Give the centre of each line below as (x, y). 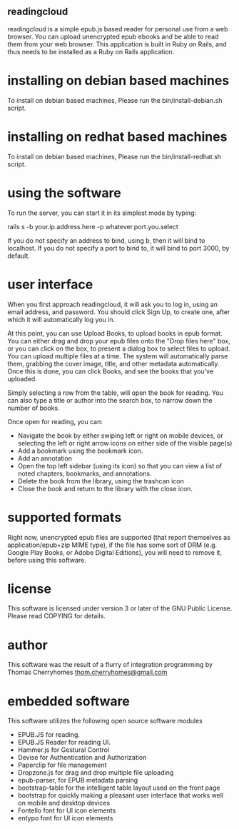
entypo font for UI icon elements (65, 818)
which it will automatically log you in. (61, 319)
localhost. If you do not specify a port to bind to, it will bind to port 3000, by (118, 248)
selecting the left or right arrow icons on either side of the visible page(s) (125, 443)
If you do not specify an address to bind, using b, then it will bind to (106, 240)
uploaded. (22, 378)
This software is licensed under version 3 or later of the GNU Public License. (120, 608)
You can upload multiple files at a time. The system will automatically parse (118, 356)
